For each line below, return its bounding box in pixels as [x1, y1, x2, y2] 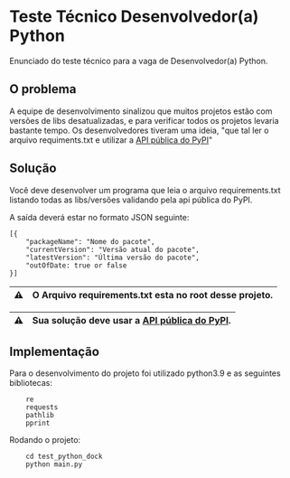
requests [25, 403, 59, 412]
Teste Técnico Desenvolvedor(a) [9, 6, 259, 27]
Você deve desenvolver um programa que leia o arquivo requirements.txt [9, 184, 281, 195]
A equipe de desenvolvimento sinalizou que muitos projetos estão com [9, 106, 273, 117]
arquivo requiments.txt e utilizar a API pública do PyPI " [9, 134, 213, 145]
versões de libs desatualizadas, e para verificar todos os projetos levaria [9, 115, 279, 126]
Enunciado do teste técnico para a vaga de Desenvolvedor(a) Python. [9, 55, 268, 66]
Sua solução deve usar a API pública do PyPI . [32, 314, 231, 326]
